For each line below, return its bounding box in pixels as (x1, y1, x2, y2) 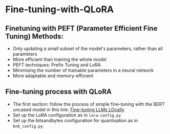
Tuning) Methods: (5, 32, 64, 40)
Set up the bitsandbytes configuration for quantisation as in (12, 117, 138, 123)
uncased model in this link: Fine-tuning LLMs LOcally (12, 106, 124, 113)
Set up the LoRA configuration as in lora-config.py (12, 111, 121, 118)
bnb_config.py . (12, 123, 45, 129)
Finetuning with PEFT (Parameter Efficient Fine (5, 24, 158, 33)
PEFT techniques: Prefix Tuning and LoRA (12, 62, 101, 68)
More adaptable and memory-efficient (12, 73, 94, 79)
